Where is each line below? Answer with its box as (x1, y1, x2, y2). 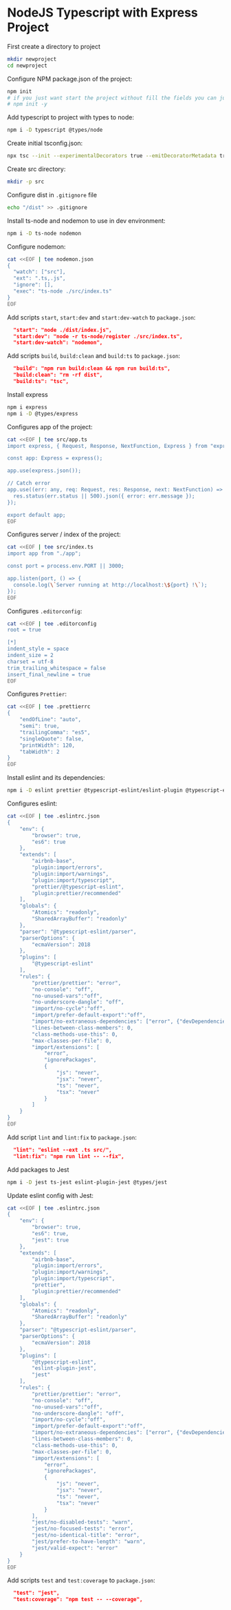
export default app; (7, 511, 67, 518)
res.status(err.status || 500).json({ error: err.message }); (13, 492, 195, 500)
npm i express (7, 404, 48, 411)
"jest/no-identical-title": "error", (32, 1532, 140, 1539)
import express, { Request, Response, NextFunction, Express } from (7, 442, 208, 449)
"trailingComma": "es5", (19, 729, 91, 736)
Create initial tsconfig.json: (7, 139, 83, 148)
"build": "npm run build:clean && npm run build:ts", (13, 365, 170, 372)
